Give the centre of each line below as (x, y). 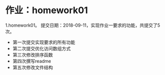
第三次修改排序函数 (33, 55)
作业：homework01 (47, 10)
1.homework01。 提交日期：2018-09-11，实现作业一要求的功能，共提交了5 (83, 25)
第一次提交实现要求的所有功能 (44, 42)
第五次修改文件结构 (33, 67)
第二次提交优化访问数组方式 (42, 48)
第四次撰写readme (32, 61)
